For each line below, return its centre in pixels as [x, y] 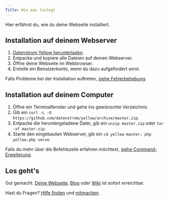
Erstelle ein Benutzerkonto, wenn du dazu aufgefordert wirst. [76, 69]
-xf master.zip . [29, 129]
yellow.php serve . [31, 139]
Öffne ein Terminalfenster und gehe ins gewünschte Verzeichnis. [80, 107]
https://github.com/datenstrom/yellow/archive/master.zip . [76, 118]
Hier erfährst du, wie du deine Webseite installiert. [58, 24]
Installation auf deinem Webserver [61, 40]
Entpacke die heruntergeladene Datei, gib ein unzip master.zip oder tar [88, 123]
